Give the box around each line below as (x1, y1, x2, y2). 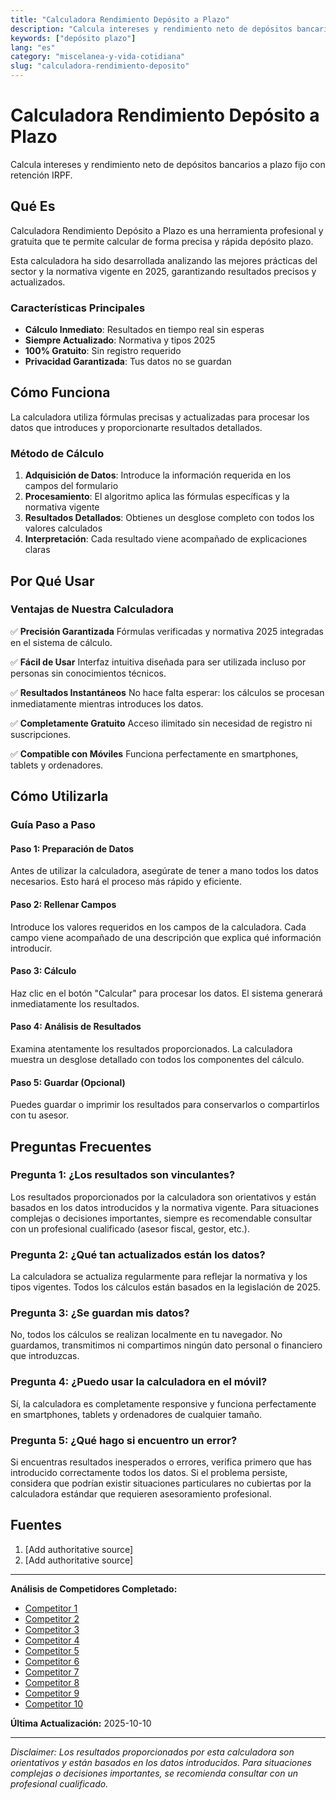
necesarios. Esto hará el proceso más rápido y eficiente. (10, 876, 243, 888)
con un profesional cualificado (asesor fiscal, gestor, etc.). (10, 1222, 251, 1235)
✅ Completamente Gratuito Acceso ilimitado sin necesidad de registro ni (10, 717, 313, 729)
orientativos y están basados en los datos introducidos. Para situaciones (10, 1756, 312, 1768)
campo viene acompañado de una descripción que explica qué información (10, 931, 322, 943)
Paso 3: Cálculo (10, 965, 77, 977)
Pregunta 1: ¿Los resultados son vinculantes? (10, 1168, 236, 1182)
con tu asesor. (10, 1109, 70, 1121)
